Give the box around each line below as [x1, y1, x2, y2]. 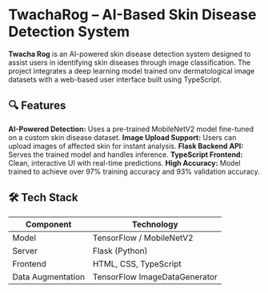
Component [25, 219, 72, 230]
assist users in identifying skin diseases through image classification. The [8, 58, 251, 67]
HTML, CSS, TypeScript [92, 258, 182, 269]
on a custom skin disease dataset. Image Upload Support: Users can [8, 132, 237, 142]
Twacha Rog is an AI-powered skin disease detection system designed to [8, 49, 251, 58]
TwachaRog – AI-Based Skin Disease [8, 6, 257, 24]
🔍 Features [8, 98, 66, 113]
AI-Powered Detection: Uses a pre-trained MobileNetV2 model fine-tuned [8, 124, 254, 134]
